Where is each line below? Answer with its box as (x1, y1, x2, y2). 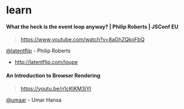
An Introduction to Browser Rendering (6, 72, 101, 79)
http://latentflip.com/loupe (14, 59, 78, 66)
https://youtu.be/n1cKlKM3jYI (20, 85, 91, 92)
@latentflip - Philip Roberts (6, 47, 71, 54)
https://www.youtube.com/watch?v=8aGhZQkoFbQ (20, 36, 145, 43)
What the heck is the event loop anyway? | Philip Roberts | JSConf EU (6, 23, 179, 30)
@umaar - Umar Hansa (6, 96, 62, 103)
